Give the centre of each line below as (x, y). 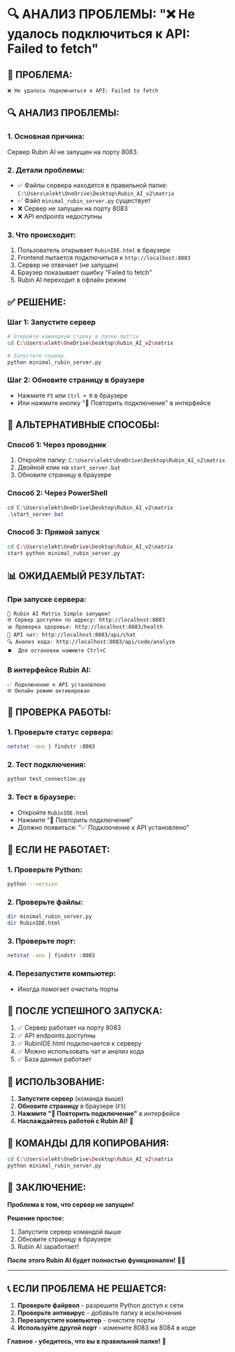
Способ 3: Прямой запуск (54, 532)
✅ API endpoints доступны (56, 1036)
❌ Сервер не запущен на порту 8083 (72, 208)
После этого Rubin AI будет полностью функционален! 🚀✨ (97, 1260)
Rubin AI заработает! (48, 1246)
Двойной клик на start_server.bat (69, 467)
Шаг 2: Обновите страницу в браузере (76, 380)
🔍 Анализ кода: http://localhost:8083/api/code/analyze (91, 642)
